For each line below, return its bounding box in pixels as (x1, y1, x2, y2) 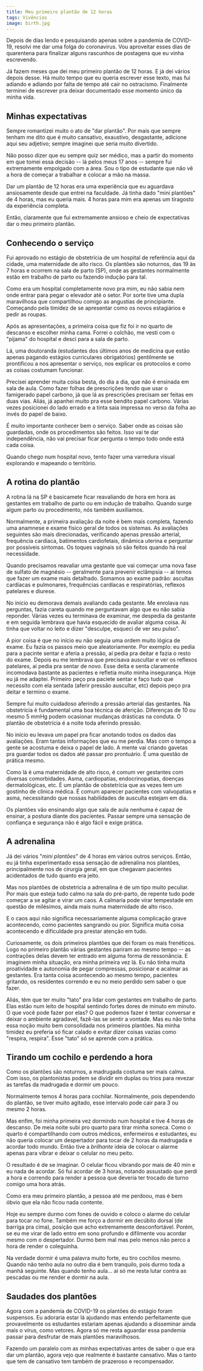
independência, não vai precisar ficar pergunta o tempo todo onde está (6, 435, 185, 442)
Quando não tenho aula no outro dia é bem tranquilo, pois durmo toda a (6, 1261, 185, 1268)
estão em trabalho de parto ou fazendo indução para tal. (6, 273, 147, 281)
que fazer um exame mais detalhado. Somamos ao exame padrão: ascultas (6, 574, 194, 582)
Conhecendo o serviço (6, 237, 94, 248)
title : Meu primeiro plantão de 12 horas (6, 8, 113, 15)
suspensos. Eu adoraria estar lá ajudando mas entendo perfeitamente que (6, 1314, 191, 1321)
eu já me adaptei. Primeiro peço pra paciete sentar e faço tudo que (6, 675, 174, 682)
